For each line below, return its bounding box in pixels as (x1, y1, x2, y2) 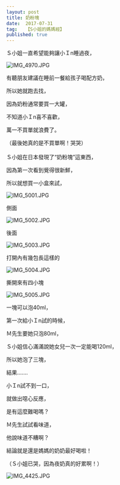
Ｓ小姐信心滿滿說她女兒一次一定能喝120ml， (6, 343, 118, 350)
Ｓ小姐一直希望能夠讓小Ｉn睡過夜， (6, 50, 96, 57)
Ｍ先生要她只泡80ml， (6, 330, 62, 337)
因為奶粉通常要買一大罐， (6, 100, 71, 108)
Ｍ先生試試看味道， (6, 421, 55, 429)
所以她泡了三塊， (6, 356, 49, 363)
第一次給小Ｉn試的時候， (6, 317, 69, 325)
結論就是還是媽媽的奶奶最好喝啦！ (6, 447, 92, 454)
